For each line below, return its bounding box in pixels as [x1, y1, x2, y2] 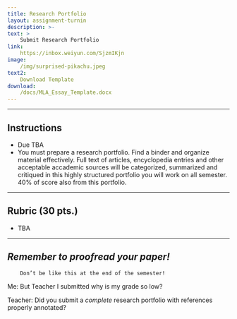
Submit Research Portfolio [20, 37, 99, 44]
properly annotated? [7, 303, 67, 311]
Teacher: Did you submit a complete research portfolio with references [7, 296, 213, 304]
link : [7, 43, 23, 50]
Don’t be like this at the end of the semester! [20, 270, 166, 277]
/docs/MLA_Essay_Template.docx [20, 89, 112, 96]
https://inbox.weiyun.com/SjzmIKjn [20, 50, 125, 57]
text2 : [7, 69, 27, 76]
